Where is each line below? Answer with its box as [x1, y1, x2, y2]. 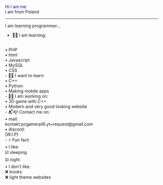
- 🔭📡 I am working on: [5, 93, 49, 99]
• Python [5, 83, 23, 88]
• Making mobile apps [5, 88, 49, 94]
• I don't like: [5, 164, 31, 169]
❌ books [5, 169, 22, 174]
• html [5, 52, 18, 58]
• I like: [5, 144, 19, 150]
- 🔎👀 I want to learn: [5, 73, 45, 78]
